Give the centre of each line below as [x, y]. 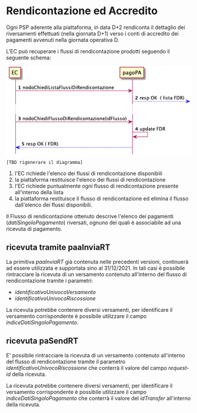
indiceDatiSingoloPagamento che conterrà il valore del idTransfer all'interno [98, 398]
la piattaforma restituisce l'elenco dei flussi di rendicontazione [90, 180]
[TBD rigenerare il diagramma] [45, 163]
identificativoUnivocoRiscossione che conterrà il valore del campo [86, 367]
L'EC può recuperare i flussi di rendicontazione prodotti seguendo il [88, 51]
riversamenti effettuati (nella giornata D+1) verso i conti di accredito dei [92, 33]
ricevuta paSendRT [42, 341]
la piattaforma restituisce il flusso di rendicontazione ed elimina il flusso [101, 199]
